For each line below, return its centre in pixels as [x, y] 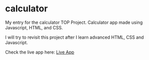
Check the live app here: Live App [40, 52]
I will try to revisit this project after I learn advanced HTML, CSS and [74, 37]
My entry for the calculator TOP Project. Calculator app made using [74, 22]
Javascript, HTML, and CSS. [34, 27]
